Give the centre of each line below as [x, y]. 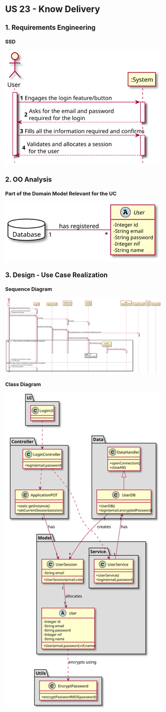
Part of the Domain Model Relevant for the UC [61, 194]
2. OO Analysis [28, 180]
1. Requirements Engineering [50, 28]
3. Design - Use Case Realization [56, 275]
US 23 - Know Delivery [53, 9]
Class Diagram [23, 384]
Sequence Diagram [29, 289]
